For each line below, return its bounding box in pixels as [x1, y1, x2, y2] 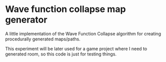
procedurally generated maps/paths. [5, 36, 81, 42]
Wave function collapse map [5, 3, 126, 15]
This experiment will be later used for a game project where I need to [5, 45, 147, 51]
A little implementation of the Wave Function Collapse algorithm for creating [5, 30, 161, 36]
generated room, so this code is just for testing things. [5, 51, 116, 57]
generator [5, 14, 47, 25]
